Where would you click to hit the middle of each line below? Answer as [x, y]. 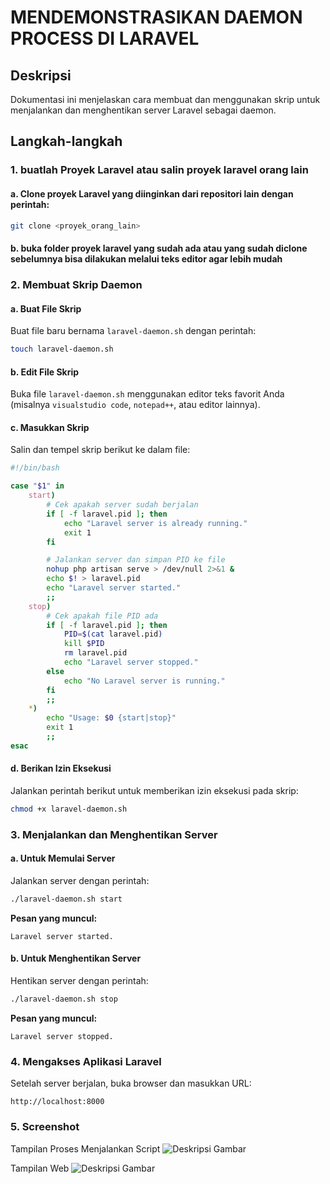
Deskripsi [41, 75]
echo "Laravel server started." [114, 588]
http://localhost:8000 [57, 1102]
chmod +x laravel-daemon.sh [69, 809]
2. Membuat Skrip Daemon [76, 284]
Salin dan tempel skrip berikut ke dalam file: [100, 450]
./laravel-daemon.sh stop [64, 999]
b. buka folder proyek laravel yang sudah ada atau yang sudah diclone [159, 248]
